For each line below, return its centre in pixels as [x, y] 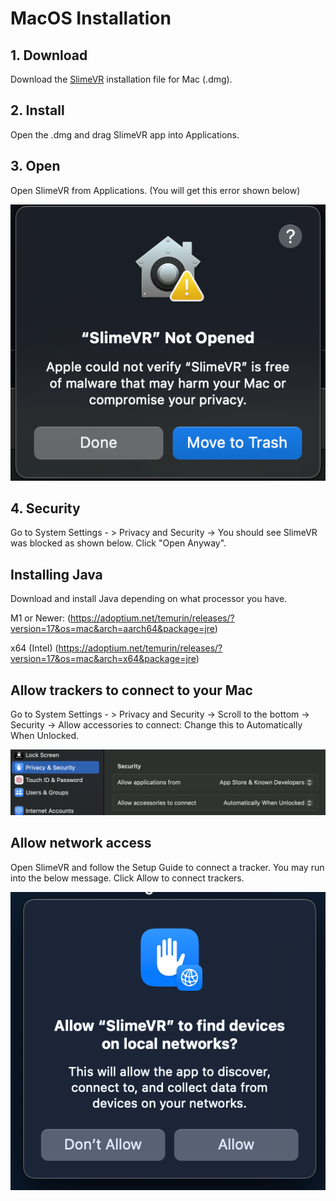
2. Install [37, 110]
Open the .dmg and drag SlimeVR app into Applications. [125, 134]
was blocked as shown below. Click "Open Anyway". [118, 543]
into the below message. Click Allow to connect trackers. [127, 878]
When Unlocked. [45, 735]
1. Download [49, 55]
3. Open [35, 166]
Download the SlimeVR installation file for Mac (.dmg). [121, 79]
